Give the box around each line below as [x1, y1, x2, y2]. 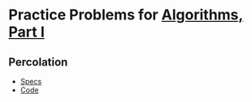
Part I [8, 23, 45, 41]
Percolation [8, 55, 68, 69]
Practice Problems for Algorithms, [8, 6, 244, 24]
